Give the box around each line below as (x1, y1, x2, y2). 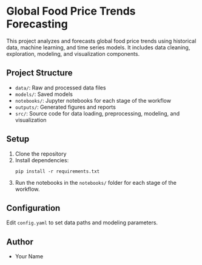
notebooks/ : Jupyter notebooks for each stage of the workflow (15, 97, 172, 104)
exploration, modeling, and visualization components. (6, 50, 140, 57)
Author (6, 236, 33, 247)
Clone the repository (15, 150, 67, 157)
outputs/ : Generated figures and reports (15, 103, 116, 111)
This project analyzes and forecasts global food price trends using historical (6, 37, 197, 44)
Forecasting (6, 17, 68, 31)
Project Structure (6, 68, 73, 78)
